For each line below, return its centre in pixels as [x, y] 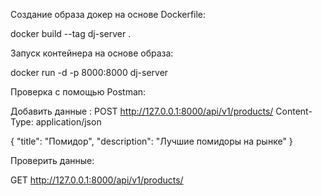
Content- [294, 111]
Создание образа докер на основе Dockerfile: [108, 14]
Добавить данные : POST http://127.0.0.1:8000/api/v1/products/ [142, 111]
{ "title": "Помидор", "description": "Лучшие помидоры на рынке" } [151, 141]
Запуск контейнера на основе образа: [92, 53]
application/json [68, 122]
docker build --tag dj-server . [71, 33]
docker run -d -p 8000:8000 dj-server [89, 72]
